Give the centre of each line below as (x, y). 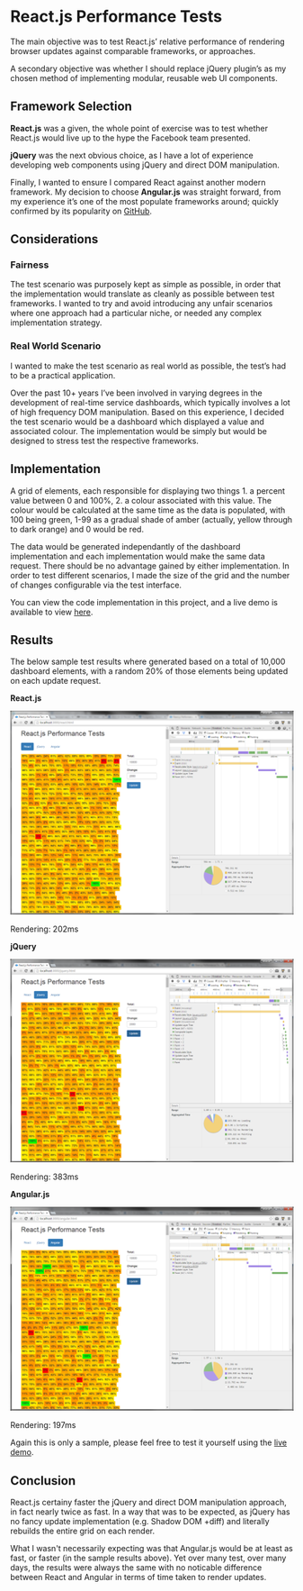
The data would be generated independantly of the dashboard (125, 546)
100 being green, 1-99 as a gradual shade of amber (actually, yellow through (151, 519)
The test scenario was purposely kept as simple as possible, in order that (146, 285)
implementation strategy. (56, 323)
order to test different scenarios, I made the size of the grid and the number (150, 575)
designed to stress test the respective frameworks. (104, 441)
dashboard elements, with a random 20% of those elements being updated (149, 671)
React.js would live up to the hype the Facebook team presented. (130, 138)
